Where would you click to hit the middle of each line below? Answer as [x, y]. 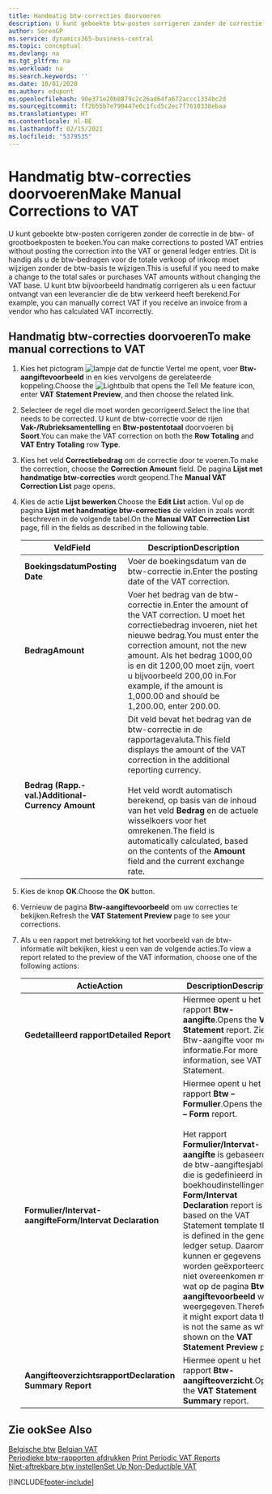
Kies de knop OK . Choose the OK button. [87, 892]
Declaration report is [223, 1205]
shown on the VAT [218, 1337]
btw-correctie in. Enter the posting [193, 571]
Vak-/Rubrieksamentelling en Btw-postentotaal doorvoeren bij [127, 427]
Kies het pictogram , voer [129, 369]
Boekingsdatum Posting [70, 567]
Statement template [220, 1226]
